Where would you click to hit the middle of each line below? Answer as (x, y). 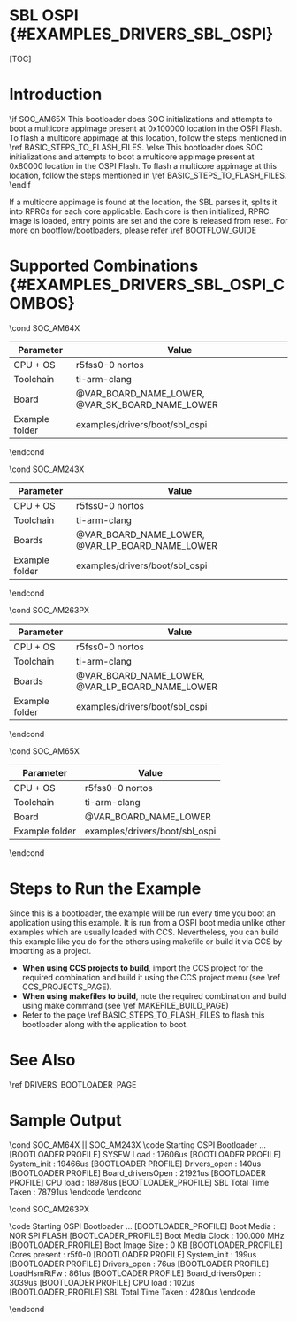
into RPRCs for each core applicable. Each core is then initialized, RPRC (139, 211)
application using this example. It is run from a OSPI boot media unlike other (147, 922)
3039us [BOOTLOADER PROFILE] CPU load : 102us (103, 1282)
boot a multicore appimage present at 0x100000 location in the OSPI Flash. (146, 128)
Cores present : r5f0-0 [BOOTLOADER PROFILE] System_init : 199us (133, 1254)
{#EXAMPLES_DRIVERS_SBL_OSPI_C (147, 285)
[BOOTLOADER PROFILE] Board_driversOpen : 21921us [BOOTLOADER (138, 1172)
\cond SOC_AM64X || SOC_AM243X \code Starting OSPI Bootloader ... (138, 1145)
